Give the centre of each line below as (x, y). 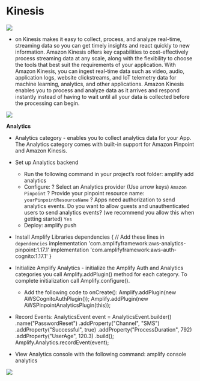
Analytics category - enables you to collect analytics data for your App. (103, 137)
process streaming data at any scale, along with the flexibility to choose (104, 58)
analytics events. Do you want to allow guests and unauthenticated (107, 206)
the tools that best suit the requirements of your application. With (95, 65)
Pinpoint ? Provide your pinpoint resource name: (84, 193)
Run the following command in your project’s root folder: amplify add (109, 174)
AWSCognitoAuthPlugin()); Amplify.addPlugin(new (86, 298)
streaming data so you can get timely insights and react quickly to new (102, 45)
